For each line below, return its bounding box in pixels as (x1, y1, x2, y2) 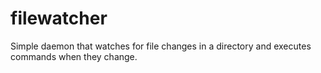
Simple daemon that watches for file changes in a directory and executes (10, 40, 312, 52)
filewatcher (10, 7, 108, 30)
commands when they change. (10, 50, 138, 62)
